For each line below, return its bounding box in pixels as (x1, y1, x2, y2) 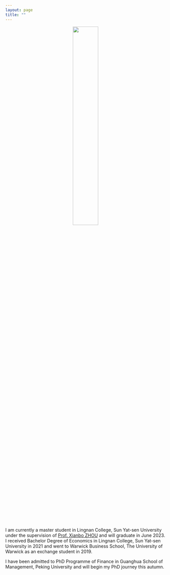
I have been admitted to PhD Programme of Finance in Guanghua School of (5, 558, 163, 564)
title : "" (5, 12, 26, 17)
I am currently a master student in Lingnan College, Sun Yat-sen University (5, 527, 162, 533)
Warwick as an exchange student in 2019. (5, 548, 93, 555)
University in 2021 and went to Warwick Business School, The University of (5, 543, 163, 549)
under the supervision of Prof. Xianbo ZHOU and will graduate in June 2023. (5, 532, 165, 538)
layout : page (5, 7, 33, 13)
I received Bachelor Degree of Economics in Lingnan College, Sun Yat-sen (5, 537, 161, 543)
